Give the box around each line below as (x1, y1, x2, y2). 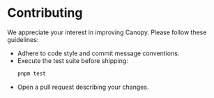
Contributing (7, 5, 83, 21)
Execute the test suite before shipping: (17, 56, 129, 64)
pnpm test (17, 70, 47, 77)
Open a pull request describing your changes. (17, 83, 149, 91)
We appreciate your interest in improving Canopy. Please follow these (7, 28, 207, 36)
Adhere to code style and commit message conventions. (17, 49, 180, 57)
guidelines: (7, 35, 39, 43)
